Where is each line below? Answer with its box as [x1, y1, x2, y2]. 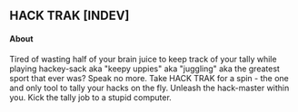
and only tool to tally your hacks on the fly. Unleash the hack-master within [9, 82, 290, 93]
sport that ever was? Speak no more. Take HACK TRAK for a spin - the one [9, 72, 289, 83]
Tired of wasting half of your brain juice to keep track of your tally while [9, 53, 277, 64]
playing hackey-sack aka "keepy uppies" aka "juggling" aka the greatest [9, 63, 280, 74]
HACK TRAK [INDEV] [9, 8, 130, 23]
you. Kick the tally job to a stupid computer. [9, 91, 173, 103]
